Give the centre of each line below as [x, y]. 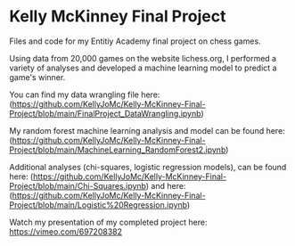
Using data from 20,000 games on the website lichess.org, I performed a [143, 58]
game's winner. [37, 77]
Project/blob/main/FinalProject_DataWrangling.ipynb [105, 113]
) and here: [166, 185]
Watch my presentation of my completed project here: [108, 222]
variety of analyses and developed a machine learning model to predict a [143, 68]
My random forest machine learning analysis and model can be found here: [147, 130]
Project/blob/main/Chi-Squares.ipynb [78, 185]
